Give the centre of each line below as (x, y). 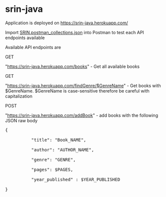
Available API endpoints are (33, 47)
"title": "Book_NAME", (59, 140)
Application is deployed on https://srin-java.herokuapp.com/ (67, 23)
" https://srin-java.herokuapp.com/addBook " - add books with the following (82, 115)
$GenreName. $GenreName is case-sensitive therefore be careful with (77, 91)
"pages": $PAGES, (52, 170)
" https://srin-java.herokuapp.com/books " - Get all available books (72, 66)
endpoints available (25, 38)
